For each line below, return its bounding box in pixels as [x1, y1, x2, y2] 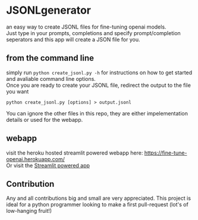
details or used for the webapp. [6, 116, 83, 123]
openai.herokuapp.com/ [6, 155, 65, 162]
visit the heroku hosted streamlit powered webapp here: [6, 149, 143, 156]
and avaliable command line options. [6, 75, 96, 82]
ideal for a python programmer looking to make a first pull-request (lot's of [6, 201, 188, 208]
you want [6, 87, 29, 95]
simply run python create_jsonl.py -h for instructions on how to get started [6, 69, 193, 76]
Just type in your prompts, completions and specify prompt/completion [6, 29, 181, 36]
